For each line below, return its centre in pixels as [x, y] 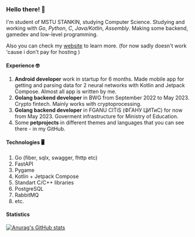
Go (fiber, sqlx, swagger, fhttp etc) [56, 157]
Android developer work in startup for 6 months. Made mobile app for [99, 79]
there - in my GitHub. [40, 129]
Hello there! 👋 [26, 9]
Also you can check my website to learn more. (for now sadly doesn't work [96, 46]
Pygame [25, 170]
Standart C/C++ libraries [44, 182]
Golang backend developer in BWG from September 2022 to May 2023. [102, 97]
